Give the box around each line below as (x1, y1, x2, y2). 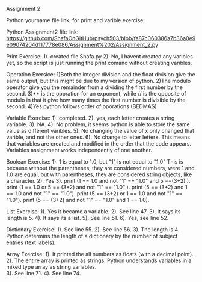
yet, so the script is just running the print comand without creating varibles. (6, 60, 192, 66)
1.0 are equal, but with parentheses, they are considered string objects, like (6, 171, 192, 178)
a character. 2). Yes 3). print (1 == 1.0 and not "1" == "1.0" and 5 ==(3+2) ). (6, 177, 191, 184)
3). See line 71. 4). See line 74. (6, 270, 81, 277)
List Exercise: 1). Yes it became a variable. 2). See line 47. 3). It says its (6, 208, 181, 215)
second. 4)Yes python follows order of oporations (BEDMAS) (6, 103, 158, 110)
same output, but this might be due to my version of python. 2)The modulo (6, 78, 191, 84)
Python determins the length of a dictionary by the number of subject (6, 233, 178, 239)
